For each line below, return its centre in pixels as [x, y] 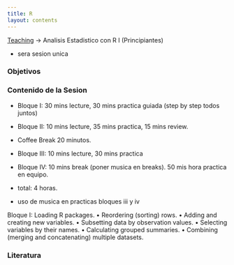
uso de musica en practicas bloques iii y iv [78, 201]
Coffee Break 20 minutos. [54, 139]
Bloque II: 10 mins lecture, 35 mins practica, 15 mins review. [103, 126]
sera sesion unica [43, 54]
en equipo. [33, 174]
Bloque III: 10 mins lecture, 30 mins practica [80, 153]
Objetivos [24, 72]
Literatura [24, 255]
